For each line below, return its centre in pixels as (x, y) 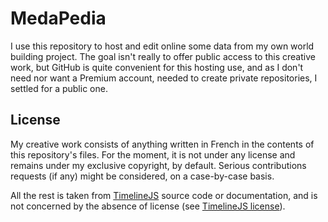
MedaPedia (58, 18)
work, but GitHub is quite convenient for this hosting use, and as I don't (157, 67)
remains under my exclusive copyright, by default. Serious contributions (158, 165)
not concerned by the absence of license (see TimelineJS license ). (148, 206)
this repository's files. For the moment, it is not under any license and (153, 154)
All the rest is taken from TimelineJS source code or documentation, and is (164, 195)
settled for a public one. (59, 88)
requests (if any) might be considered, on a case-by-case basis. (142, 176)
